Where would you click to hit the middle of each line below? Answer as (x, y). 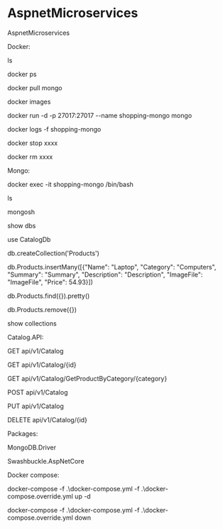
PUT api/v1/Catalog (36, 406)
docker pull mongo (35, 87)
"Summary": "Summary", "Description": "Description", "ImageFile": (105, 274)
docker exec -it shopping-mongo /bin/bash (70, 184)
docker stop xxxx (33, 143)
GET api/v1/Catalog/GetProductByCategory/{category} (87, 378)
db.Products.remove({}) (42, 309)
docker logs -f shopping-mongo (54, 129)
